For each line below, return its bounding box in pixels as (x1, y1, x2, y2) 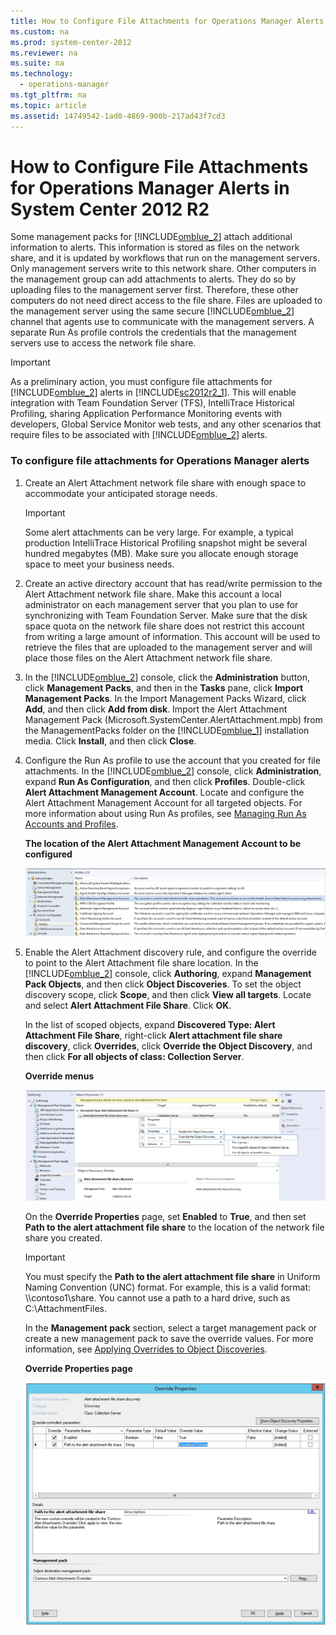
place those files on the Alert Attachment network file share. (24, 651, 273, 664)
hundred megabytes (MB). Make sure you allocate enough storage (24, 547, 299, 559)
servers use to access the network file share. (10, 337, 197, 349)
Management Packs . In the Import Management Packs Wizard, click (24, 692, 307, 704)
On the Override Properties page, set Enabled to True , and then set (24, 1211, 307, 1223)
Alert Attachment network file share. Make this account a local (24, 588, 282, 600)
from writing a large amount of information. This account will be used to (24, 630, 321, 642)
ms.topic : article (10, 100, 87, 110)
